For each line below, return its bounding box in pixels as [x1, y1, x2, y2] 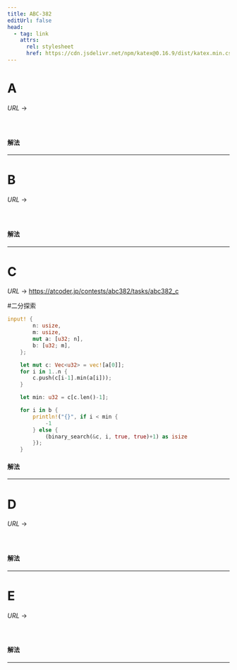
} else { [32, 426, 59, 434]
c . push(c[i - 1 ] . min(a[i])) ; [32, 374, 112, 382]
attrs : [20, 37, 39, 44]
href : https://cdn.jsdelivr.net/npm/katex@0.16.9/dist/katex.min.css [25, 50, 235, 57]
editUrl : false [7, 17, 52, 24]
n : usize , [32, 323, 61, 330]
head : [7, 23, 23, 30]
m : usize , [32, 329, 61, 336]
